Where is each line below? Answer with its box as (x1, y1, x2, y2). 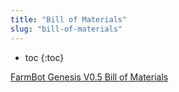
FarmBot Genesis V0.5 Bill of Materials (10, 71, 169, 83)
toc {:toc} (24, 51, 65, 63)
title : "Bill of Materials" (10, 14, 128, 25)
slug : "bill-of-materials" (10, 24, 123, 34)
